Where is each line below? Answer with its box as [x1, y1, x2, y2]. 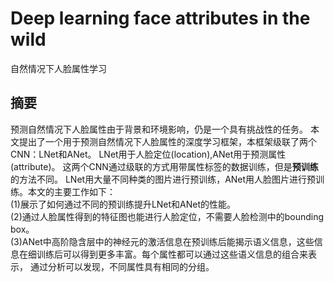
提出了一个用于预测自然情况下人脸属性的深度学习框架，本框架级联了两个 [18, 135, 317, 147]
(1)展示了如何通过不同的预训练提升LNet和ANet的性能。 [10, 198, 237, 210]
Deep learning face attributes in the [10, 7, 311, 30]
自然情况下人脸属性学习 [10, 62, 107, 74]
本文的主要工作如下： [27, 185, 116, 197]
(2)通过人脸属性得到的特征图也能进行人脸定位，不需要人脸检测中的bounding [10, 210, 325, 222]
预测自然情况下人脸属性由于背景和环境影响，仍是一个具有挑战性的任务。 [10, 123, 308, 135]
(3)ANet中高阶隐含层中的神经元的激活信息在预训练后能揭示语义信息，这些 [10, 235, 315, 247]
